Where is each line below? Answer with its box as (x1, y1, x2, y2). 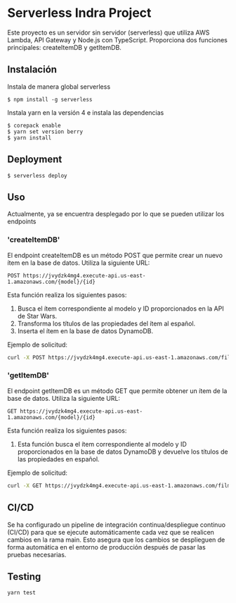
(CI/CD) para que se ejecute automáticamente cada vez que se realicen (7, 528, 214, 536)
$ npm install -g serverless (7, 96, 93, 103)
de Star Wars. (17, 311, 58, 320)
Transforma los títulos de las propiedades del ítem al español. (17, 319, 196, 328)
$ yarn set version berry (7, 128, 83, 135)
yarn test (7, 590, 37, 597)
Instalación (7, 63, 58, 75)
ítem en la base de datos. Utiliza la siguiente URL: (7, 259, 150, 267)
